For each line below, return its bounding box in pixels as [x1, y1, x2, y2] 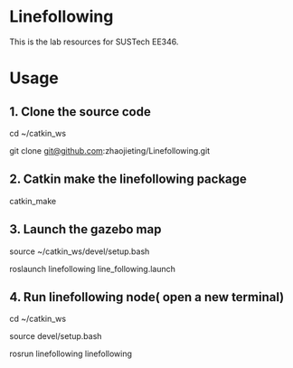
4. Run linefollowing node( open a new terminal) [9, 289, 285, 305]
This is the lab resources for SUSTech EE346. [9, 36, 179, 47]
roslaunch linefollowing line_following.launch [9, 263, 176, 274]
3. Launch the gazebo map [9, 222, 162, 237]
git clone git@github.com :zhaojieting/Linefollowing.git [9, 145, 211, 156]
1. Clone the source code [9, 104, 151, 119]
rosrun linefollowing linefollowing [9, 348, 133, 359]
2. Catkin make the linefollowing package [9, 172, 247, 187]
